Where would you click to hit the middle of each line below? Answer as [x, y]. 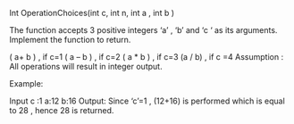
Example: [26, 83]
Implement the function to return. [70, 40]
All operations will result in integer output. [86, 66]
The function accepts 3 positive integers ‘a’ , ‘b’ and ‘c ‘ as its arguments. [143, 30]
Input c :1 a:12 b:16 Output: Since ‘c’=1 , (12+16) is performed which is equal [147, 101]
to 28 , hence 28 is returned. [62, 110]
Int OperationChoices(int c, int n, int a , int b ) [92, 13]
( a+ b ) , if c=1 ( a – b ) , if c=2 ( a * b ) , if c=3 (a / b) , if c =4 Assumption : [147, 57]
